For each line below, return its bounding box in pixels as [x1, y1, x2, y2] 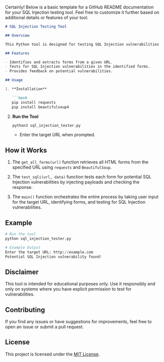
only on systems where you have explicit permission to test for [5, 286, 132, 292]
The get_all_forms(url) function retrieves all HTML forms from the [12, 159, 149, 165]
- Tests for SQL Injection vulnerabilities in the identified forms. [5, 64, 151, 69]
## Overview [5, 33, 29, 38]
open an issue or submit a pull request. [5, 324, 84, 330]
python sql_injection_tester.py [5, 236, 71, 241]
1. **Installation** [5, 87, 48, 91]
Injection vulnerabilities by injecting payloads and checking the [12, 179, 140, 185]
